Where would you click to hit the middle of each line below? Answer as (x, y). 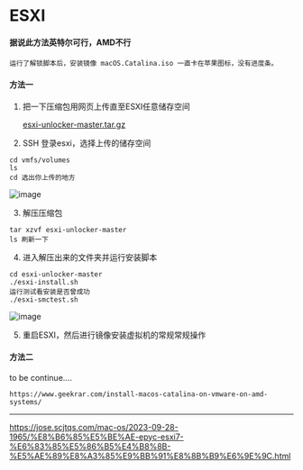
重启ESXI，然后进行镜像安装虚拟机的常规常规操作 (114, 335)
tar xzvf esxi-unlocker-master (68, 230)
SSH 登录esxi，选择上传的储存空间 (87, 143)
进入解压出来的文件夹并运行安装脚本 (90, 257)
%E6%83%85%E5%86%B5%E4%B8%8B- (90, 446)
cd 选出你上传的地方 (42, 177)
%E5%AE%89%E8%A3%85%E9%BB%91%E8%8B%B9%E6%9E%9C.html (150, 456)
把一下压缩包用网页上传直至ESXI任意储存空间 (106, 106)
